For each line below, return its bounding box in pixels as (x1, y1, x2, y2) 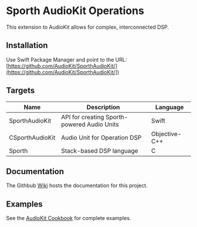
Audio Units (87, 120, 119, 128)
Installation (6, 40, 48, 50)
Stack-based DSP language (61, 147, 138, 155)
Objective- (151, 130, 182, 138)
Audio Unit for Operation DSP (61, 133, 142, 141)
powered (61, 120, 86, 128)
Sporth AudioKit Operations (6, 4, 145, 18)
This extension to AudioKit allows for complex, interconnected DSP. (6, 23, 169, 31)
